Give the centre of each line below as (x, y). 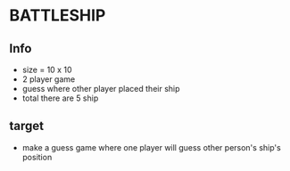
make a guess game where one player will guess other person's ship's (151, 147)
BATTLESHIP (58, 16)
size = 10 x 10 (47, 69)
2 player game (49, 79)
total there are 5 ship (60, 98)
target (27, 126)
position (37, 157)
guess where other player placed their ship (101, 89)
